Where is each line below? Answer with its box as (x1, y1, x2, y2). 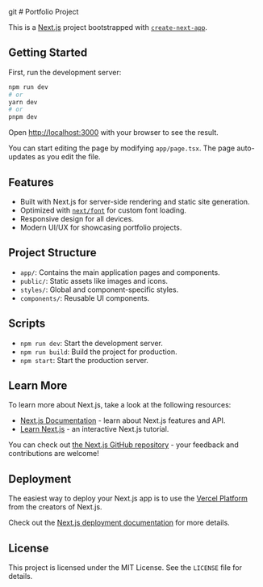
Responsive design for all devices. (19, 214, 135, 223)
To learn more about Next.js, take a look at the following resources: (8, 400, 232, 410)
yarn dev (8, 98, 38, 106)
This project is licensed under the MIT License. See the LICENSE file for (8, 563, 242, 572)
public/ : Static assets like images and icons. (19, 276, 168, 285)
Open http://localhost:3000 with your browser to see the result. (8, 128, 219, 137)
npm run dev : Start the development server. (19, 338, 163, 348)
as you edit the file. (37, 152, 101, 162)
